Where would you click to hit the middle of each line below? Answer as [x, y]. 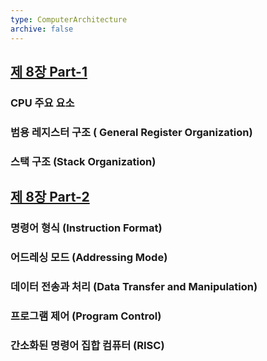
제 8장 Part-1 [49, 71]
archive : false [42, 29]
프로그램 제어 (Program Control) [86, 316]
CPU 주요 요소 [42, 103]
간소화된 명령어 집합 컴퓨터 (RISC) [87, 345]
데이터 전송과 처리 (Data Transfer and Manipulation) [134, 286]
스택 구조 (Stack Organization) [83, 161]
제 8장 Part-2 [50, 197]
